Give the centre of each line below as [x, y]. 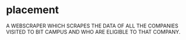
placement [33, 10]
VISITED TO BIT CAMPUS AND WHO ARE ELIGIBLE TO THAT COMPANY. [93, 31]
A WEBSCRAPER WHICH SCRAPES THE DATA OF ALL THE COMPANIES [92, 26]
